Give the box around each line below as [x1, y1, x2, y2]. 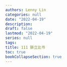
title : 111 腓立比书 [5, 45, 45, 50]
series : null [5, 36, 33, 41]
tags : [5, 40, 17, 45]
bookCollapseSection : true [5, 54, 62, 59]
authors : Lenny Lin [5, 7, 46, 13]
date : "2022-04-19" [5, 17, 46, 22]
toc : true [5, 49, 26, 54]
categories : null [5, 12, 42, 17]
